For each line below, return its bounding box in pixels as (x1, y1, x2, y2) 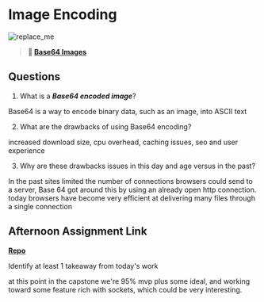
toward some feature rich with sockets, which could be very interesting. (8, 285, 243, 294)
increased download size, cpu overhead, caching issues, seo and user (8, 137, 239, 147)
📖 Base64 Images (27, 47, 87, 56)
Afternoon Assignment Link (8, 224, 147, 239)
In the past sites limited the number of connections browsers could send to (8, 176, 254, 185)
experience (8, 145, 45, 155)
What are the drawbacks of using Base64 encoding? (19, 121, 192, 132)
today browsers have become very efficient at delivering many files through (8, 193, 256, 203)
